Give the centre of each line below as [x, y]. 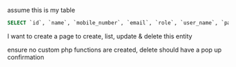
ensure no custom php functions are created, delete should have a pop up [114, 50]
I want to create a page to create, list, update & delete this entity [100, 36]
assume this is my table [41, 10]
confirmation [26, 57]
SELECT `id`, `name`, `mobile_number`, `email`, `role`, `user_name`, [113, 23]
